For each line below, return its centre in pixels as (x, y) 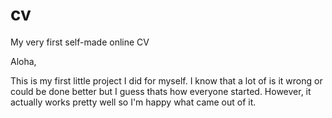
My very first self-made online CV (80, 42)
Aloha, (23, 61)
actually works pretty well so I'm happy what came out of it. (133, 102)
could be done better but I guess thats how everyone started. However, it (161, 91)
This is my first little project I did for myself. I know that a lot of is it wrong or (166, 80)
